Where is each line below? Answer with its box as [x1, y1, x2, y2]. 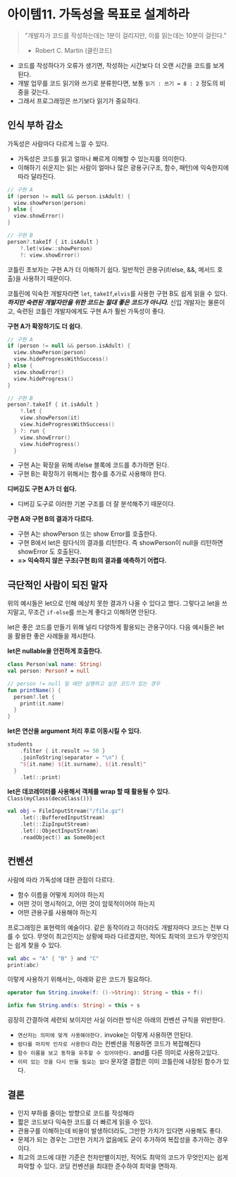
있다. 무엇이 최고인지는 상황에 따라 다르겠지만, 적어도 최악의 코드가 [22, 932, 204, 940]
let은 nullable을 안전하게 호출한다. [7, 647, 102, 655]
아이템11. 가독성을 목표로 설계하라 [7, 6, 190, 23]
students [7, 741, 33, 748]
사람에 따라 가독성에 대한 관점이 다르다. [7, 875, 115, 884]
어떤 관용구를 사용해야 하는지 [17, 908, 97, 916]
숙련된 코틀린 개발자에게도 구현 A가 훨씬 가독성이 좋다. [16, 307, 166, 315]
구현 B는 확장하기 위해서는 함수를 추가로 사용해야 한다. [17, 469, 167, 478]
